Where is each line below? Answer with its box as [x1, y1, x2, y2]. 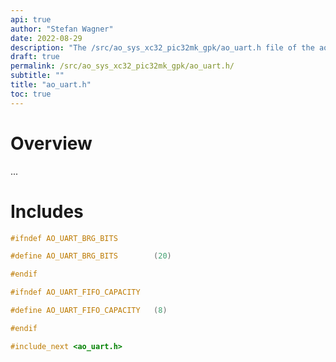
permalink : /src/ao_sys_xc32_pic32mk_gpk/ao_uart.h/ [10, 61, 235, 71]
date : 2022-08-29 [10, 33, 83, 43]
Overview [10, 132, 93, 155]
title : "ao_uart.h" [10, 80, 92, 90]
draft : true [10, 52, 60, 62]
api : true [10, 14, 52, 25]
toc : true [10, 89, 52, 99]
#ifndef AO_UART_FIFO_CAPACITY [10, 287, 141, 298]
